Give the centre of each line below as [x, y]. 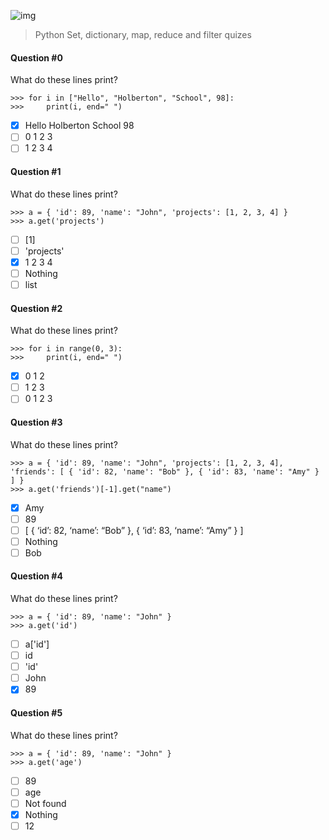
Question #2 [36, 308]
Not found [45, 803]
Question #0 [36, 57]
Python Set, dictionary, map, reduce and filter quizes [143, 34]
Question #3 [36, 422]
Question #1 [36, 171]
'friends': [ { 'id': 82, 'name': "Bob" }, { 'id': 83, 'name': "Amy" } [165, 471]
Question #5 [36, 712]
